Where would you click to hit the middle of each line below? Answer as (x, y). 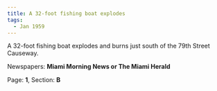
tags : (15, 20)
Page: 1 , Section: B (34, 80)
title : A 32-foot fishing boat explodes (67, 13)
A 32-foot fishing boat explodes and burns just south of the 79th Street (108, 46)
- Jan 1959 (29, 26)
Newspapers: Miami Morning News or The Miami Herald (89, 67)
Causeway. (23, 53)
